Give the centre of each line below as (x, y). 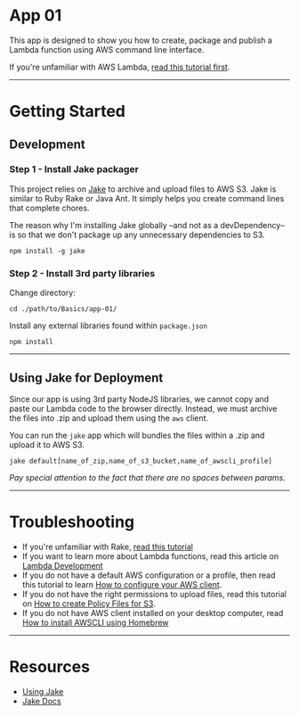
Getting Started (68, 111)
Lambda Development (63, 565)
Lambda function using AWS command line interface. (107, 49)
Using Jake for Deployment (86, 378)
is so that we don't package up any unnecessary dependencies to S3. (137, 234)
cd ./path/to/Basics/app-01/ (63, 309)
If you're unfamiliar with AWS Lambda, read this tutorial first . (120, 67)
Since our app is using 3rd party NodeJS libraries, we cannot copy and (139, 399)
